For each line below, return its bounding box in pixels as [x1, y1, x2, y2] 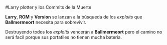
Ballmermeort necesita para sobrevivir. [5, 19, 87, 25]
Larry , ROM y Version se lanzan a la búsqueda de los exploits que [5, 14, 142, 19]
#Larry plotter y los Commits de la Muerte [5, 4, 92, 10]
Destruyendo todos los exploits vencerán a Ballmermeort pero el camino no [5, 29, 162, 34]
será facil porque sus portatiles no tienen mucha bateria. [5, 34, 122, 40]
